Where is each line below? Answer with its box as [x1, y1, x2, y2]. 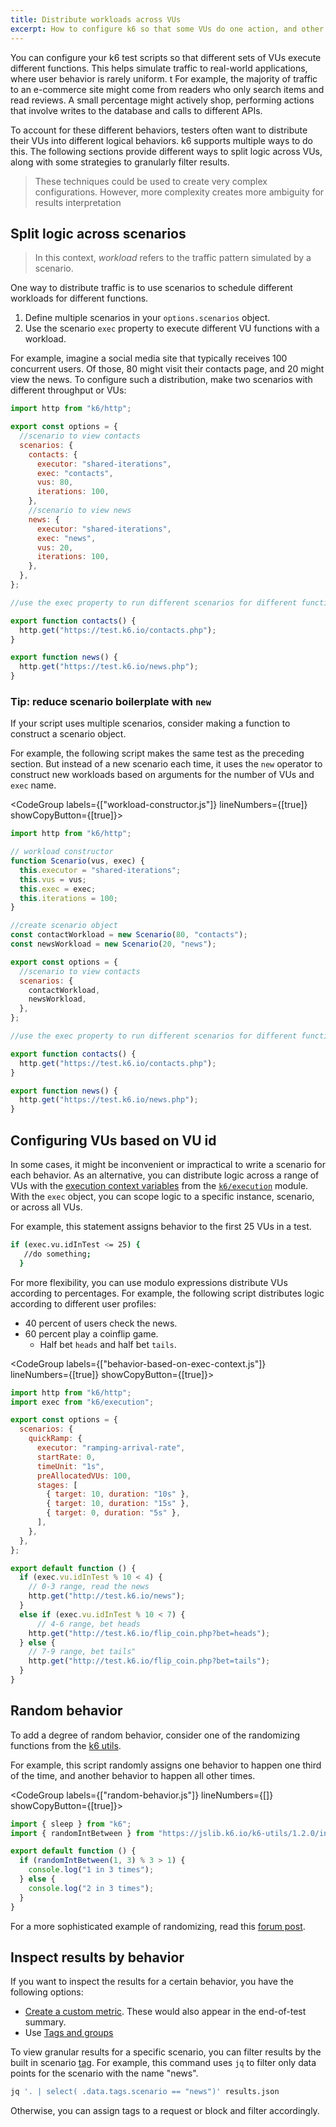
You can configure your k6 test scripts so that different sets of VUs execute [10, 51, 322, 63]
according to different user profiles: [10, 1297, 157, 1310]
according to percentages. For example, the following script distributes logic [10, 1287, 325, 1299]
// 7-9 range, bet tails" [28, 1647, 137, 1657]
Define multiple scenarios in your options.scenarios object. [24, 312, 271, 324]
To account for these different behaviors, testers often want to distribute [10, 124, 308, 136]
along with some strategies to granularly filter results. [10, 156, 230, 168]
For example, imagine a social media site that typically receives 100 [10, 352, 288, 365]
